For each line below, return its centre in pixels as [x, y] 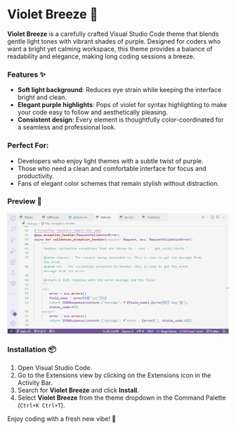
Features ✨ [27, 75]
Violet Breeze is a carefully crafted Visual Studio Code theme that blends [113, 34]
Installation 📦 [32, 350]
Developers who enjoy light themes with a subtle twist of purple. [110, 160]
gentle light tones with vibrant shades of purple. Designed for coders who [114, 41]
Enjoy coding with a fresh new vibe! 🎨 [62, 419]
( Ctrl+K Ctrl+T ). [41, 405]
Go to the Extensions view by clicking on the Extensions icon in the [114, 375]
